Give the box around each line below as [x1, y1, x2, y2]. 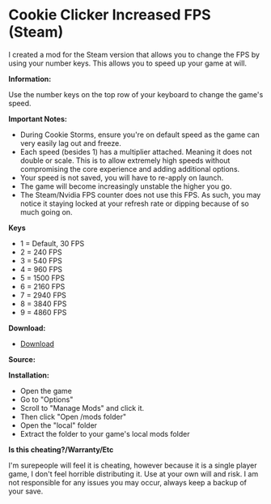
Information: [8, 74, 52, 83]
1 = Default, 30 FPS [19, 238, 85, 248]
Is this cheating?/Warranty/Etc [8, 444, 114, 455]
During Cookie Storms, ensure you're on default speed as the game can [19, 130, 260, 139]
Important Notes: [8, 113, 67, 123]
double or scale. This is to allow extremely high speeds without [19, 156, 231, 165]
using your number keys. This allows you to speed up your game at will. [8, 58, 248, 68]
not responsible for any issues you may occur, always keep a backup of [8, 477, 248, 487]
